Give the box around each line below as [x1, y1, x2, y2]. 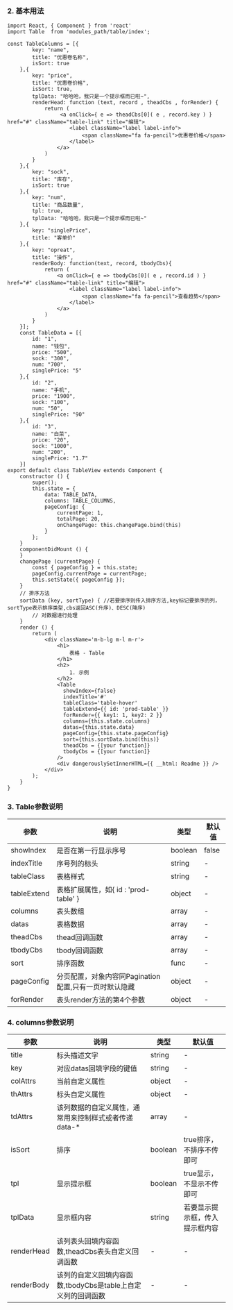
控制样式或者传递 [77, 1113, 134, 1123]
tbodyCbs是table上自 [65, 1280, 135, 1290]
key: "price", [32, 72, 73, 79]
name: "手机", [32, 387, 71, 394]
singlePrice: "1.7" [32, 455, 89, 462]
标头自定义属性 [56, 1089, 106, 1099]
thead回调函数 [56, 932, 103, 942]
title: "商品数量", [32, 201, 85, 209]
